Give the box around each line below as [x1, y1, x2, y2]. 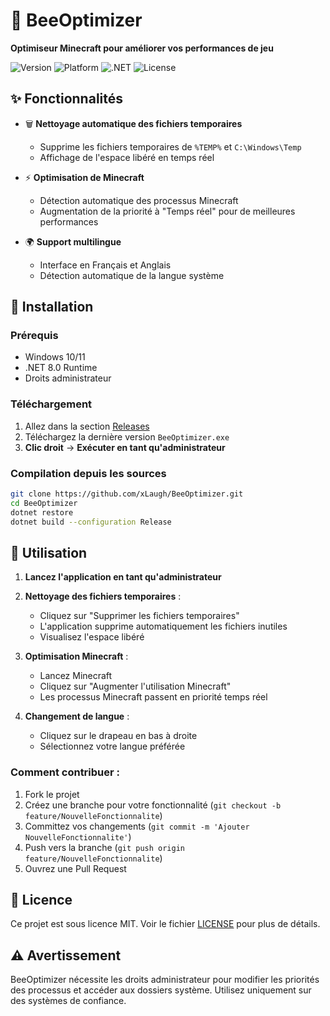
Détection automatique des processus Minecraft [39, 194, 239, 206]
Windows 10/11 [24, 351, 86, 363]
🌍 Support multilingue [24, 235, 122, 248]
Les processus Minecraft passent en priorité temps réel [39, 691, 268, 703]
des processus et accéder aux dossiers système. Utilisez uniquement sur [10, 984, 312, 996]
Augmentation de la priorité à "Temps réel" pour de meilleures [39, 205, 296, 217]
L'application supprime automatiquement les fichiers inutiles [39, 620, 288, 633]
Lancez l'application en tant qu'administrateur [24, 571, 222, 583]
